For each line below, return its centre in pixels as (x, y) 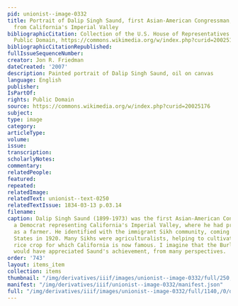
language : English (34, 80)
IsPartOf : (22, 93)
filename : (22, 212)
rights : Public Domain (41, 100)
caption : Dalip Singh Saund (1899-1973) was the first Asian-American (114, 219)
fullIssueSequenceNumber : (45, 54)
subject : (20, 113)
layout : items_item (36, 265)
